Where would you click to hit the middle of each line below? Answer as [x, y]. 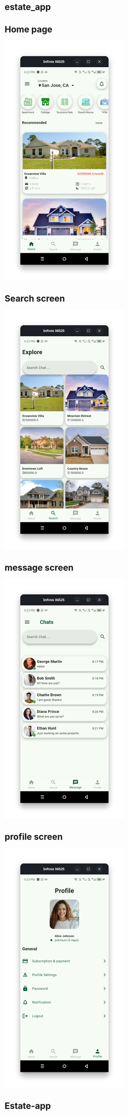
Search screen [35, 299]
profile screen [34, 837]
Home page [28, 30]
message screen [39, 568]
